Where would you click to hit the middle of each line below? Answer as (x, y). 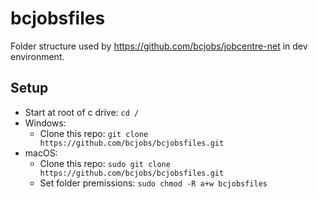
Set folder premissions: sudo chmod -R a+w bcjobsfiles (153, 183)
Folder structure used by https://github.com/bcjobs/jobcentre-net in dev (159, 46)
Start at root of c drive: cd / (82, 112)
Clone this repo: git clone (94, 133)
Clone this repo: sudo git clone (105, 163)
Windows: (45, 123)
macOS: (41, 153)
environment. (37, 56)
